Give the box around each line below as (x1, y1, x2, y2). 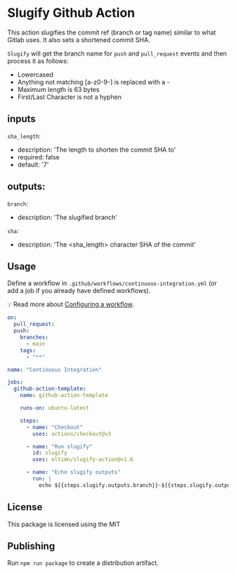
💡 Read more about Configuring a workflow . (7, 300, 135, 308)
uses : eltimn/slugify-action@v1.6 (32, 456, 133, 463)
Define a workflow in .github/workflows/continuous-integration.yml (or (7, 279, 218, 287)
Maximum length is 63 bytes (17, 85, 100, 93)
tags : (20, 346, 37, 354)
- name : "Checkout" (25, 424, 83, 431)
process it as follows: (7, 56, 69, 65)
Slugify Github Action (7, 5, 136, 21)
